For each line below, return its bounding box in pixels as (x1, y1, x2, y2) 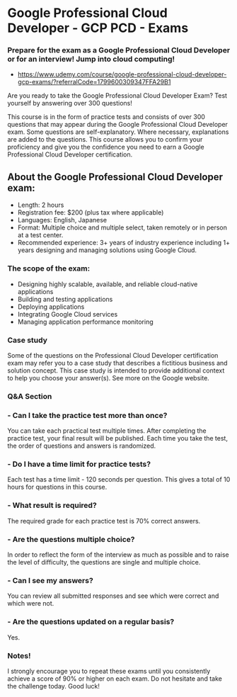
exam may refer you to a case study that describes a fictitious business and (7, 358, 228, 367)
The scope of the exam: (7, 263, 91, 273)
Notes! (7, 650, 31, 660)
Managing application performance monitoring (17, 317, 154, 326)
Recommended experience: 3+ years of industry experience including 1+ (17, 239, 231, 247)
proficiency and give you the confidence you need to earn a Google (7, 143, 204, 152)
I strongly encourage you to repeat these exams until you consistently (7, 667, 211, 675)
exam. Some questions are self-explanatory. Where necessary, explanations (7, 127, 229, 136)
